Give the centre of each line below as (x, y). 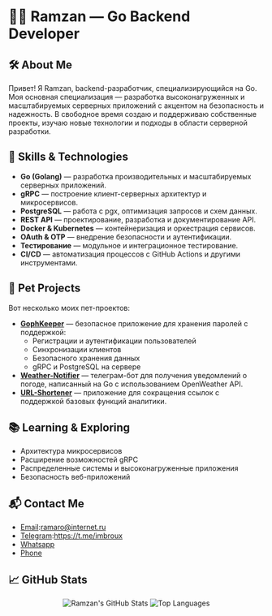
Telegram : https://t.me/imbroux (71, 536)
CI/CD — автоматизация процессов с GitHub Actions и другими (130, 254)
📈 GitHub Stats (48, 579)
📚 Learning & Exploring (69, 428)
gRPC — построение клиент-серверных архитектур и (113, 193)
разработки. (30, 131)
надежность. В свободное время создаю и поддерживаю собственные (133, 114)
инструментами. (49, 262)
